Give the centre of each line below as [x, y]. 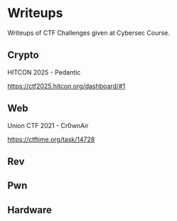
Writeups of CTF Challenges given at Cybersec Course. [89, 33]
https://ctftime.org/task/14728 [51, 139]
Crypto [23, 55]
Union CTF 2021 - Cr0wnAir [48, 125]
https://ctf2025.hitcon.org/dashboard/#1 [66, 86]
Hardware [29, 210]
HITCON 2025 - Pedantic [44, 72]
